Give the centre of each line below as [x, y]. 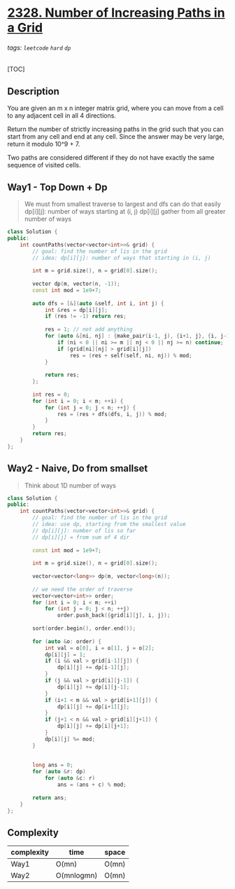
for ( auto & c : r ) [70, 778]
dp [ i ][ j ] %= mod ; [70, 739]
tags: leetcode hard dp [39, 48]
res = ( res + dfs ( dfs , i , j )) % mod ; [112, 414]
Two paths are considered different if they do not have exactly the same [111, 158]
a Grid [25, 28]
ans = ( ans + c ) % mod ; [92, 785]
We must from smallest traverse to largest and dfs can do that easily [123, 204]
